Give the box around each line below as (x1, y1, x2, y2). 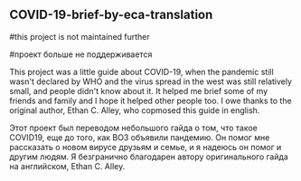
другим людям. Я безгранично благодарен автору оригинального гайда (9, 151, 289, 162)
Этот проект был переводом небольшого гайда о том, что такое (9, 122, 258, 133)
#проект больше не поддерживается (9, 49, 153, 60)
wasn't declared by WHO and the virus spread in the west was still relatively (9, 76, 292, 87)
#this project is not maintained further (9, 31, 151, 42)
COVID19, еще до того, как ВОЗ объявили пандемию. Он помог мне (9, 131, 270, 143)
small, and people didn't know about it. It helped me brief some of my (9, 85, 268, 96)
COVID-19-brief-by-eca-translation (9, 7, 213, 23)
